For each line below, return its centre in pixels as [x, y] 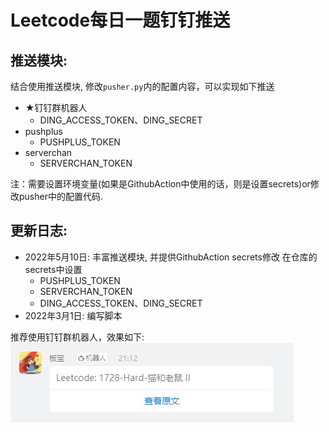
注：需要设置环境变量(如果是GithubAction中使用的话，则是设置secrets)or [160, 184]
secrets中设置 [53, 269]
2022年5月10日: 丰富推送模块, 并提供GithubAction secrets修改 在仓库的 [171, 257]
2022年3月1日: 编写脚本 [73, 315]
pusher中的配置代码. [60, 196]
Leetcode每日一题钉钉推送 [120, 20]
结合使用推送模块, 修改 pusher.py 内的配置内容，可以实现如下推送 [142, 86]
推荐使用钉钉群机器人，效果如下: [77, 337]
